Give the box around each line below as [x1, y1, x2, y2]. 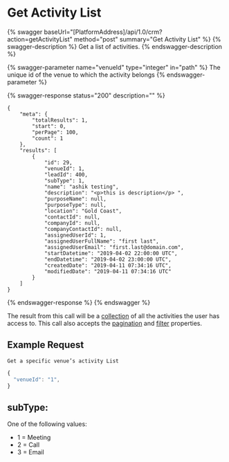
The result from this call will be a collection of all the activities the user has [7, 311, 220, 320]
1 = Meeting [17, 434, 51, 442]
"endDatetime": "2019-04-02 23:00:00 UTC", [44, 256, 172, 263]
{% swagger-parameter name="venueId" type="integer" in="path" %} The [7, 63, 221, 71]
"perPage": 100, [32, 129, 79, 136]
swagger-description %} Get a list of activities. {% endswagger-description [7, 42, 223, 50]
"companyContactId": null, [44, 225, 122, 232]
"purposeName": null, [44, 195, 107, 202]
